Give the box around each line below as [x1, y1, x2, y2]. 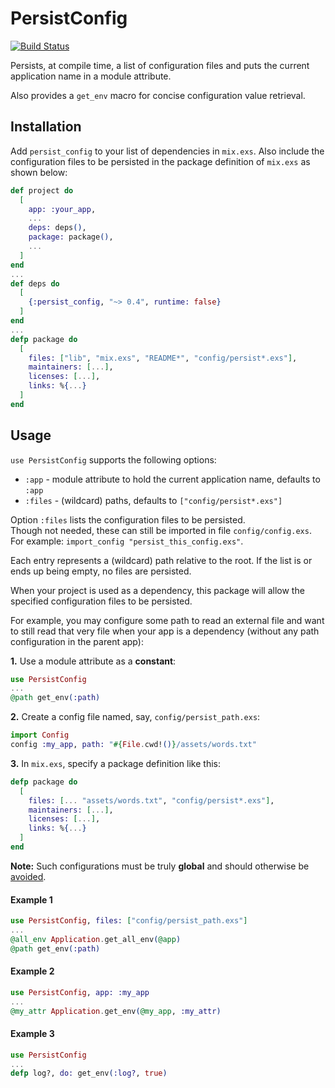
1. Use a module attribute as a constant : [10, 655, 177, 667]
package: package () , [28, 232, 114, 242]
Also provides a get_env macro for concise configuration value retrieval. [10, 89, 306, 101]
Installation [10, 118, 82, 136]
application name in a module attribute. [10, 70, 172, 82]
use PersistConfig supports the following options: [10, 453, 217, 466]
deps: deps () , [28, 223, 87, 233]
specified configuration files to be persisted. [10, 595, 193, 607]
